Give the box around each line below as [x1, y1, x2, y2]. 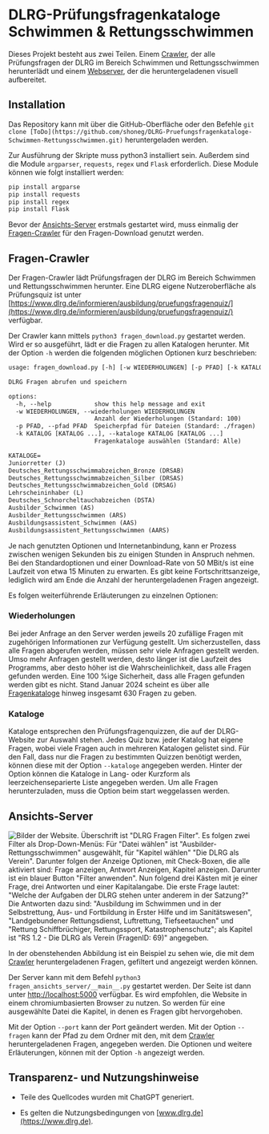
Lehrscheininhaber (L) [8, 489, 84, 497]
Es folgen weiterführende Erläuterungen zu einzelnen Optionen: [8, 590, 219, 600]
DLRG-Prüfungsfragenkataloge [8, 6, 221, 24]
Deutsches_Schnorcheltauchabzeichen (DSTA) [8, 496, 156, 504]
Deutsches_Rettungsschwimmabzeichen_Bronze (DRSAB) [8, 467, 184, 475]
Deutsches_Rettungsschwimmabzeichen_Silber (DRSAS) [8, 474, 184, 482]
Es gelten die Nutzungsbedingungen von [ [19, 1108, 159, 1117]
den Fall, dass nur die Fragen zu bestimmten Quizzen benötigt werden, [8, 752, 242, 762]
